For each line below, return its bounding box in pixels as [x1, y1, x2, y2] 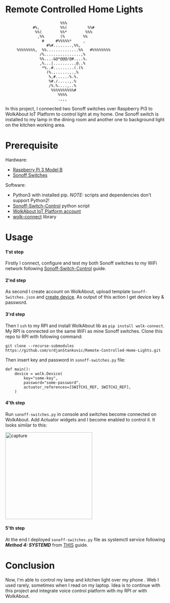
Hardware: [5, 157, 28, 163]
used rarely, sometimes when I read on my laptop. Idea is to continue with [5, 582, 161, 589]
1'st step [5, 249, 24, 255]
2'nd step [5, 277, 27, 283]
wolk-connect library [12, 213, 57, 219]
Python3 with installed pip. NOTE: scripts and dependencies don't [12, 192, 152, 198]
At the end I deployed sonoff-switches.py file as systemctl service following [5, 537, 165, 543]
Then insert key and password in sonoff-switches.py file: [5, 356, 126, 363]
